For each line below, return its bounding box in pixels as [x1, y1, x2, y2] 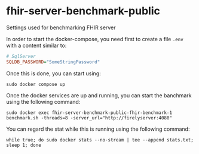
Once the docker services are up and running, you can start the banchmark [6, 91, 192, 99]
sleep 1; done [6, 142, 42, 148]
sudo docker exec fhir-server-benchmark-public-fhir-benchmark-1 [6, 109, 172, 116]
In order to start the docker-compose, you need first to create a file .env [6, 35, 183, 42]
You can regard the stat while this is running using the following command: [6, 125, 190, 133]
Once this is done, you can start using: [6, 70, 102, 77]
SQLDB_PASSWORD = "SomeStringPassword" [6, 58, 100, 65]
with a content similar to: [6, 42, 67, 49]
